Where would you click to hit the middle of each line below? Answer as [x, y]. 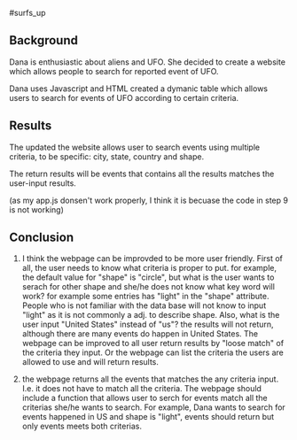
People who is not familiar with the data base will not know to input [144, 305]
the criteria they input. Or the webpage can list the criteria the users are [152, 352]
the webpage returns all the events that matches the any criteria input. [150, 379]
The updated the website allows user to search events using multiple [134, 147]
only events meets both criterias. [82, 426]
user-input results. [43, 183]
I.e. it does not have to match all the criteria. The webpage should [141, 389]
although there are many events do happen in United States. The [140, 334]
